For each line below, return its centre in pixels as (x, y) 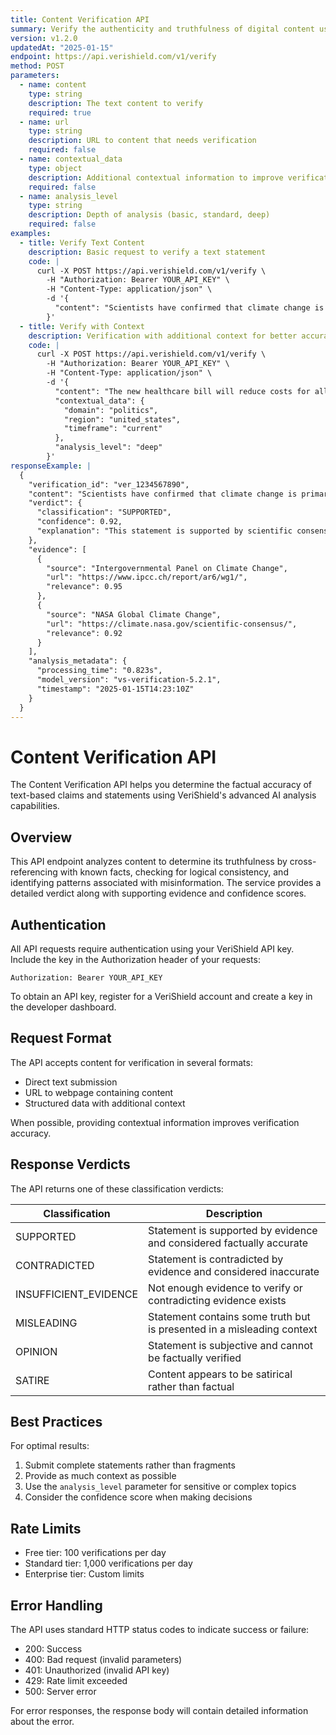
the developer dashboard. (63, 1007)
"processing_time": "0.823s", (99, 671)
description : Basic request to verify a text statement (147, 252)
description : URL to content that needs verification (142, 141)
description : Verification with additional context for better (163, 336)
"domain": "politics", (111, 410)
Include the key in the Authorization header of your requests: (135, 959)
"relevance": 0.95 (84, 587)
